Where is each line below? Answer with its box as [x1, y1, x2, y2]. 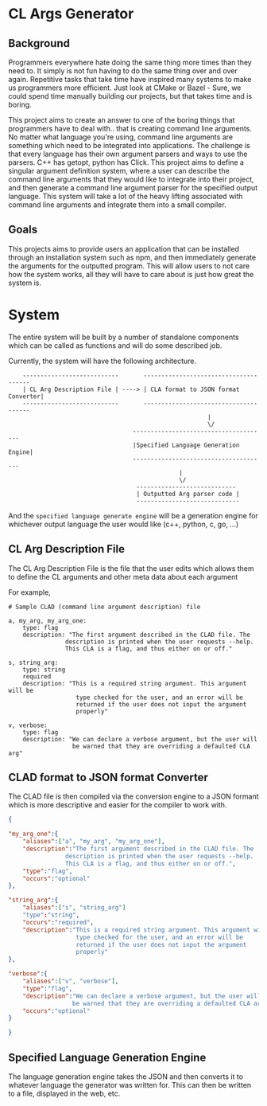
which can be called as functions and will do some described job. [8, 340, 222, 350]
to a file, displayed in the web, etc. [8, 1088, 121, 1098]
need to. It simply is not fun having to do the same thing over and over [8, 66, 238, 76]
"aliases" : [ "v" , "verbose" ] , [22, 977, 119, 985]
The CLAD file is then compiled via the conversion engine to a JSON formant [8, 791, 259, 801]
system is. [8, 278, 42, 287]
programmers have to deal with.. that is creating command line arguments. [8, 124, 253, 133]
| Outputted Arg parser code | [136, 490, 240, 498]
